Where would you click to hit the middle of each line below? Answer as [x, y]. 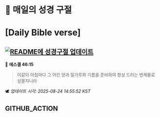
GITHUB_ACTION [32, 108]
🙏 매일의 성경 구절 [39, 10]
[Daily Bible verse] [43, 33]
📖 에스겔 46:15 [20, 64]
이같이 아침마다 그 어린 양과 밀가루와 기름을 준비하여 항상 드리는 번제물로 [86, 75]
